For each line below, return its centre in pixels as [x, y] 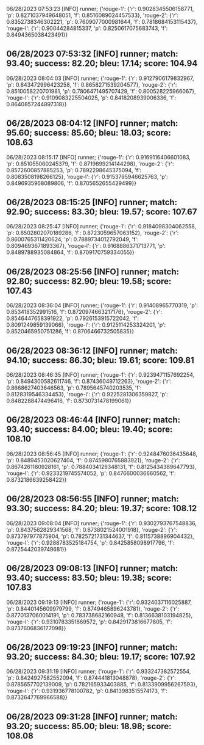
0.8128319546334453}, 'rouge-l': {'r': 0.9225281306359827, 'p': [87, 394]
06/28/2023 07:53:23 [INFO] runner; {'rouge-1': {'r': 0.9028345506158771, [100, 9]
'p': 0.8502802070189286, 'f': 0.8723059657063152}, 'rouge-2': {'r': [93, 233]
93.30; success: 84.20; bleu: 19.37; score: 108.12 [102, 508]
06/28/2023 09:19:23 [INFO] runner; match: [92, 647]
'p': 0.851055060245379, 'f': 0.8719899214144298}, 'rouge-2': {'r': [90, 164]
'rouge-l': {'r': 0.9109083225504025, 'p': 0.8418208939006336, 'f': [91, 98]
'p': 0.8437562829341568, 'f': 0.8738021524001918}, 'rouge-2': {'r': [92, 529]
